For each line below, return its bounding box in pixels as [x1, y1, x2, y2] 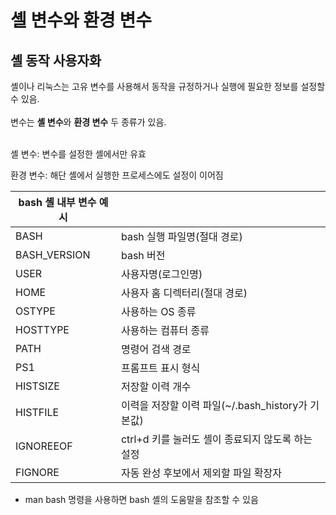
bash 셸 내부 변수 [18, 196, 97, 209]
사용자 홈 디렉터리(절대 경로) [120, 286, 248, 300]
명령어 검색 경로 [120, 342, 192, 356]
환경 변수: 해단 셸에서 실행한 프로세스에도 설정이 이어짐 [10, 169, 224, 181]
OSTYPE [15, 304, 56, 318]
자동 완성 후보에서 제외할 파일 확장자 [120, 466, 282, 480]
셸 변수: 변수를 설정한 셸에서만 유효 [10, 148, 147, 160]
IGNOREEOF [15, 439, 73, 453]
